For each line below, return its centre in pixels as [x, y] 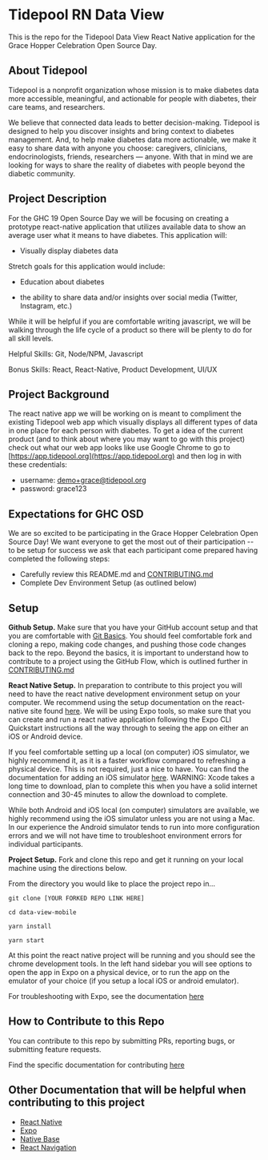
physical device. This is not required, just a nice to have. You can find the [129, 769]
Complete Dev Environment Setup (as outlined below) [108, 583]
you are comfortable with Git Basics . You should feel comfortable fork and [130, 636]
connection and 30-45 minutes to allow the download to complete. [118, 794]
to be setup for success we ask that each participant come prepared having [133, 550]
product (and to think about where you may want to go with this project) [127, 439]
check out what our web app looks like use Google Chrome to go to [119, 448]
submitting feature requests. [55, 1049]
